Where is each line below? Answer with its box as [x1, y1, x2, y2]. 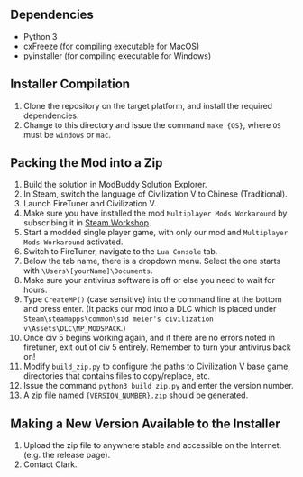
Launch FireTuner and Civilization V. [23, 198, 157, 209]
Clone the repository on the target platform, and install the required [23, 100, 273, 111]
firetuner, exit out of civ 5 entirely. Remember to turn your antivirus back [23, 342, 291, 353]
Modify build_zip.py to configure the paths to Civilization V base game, [23, 361, 291, 372]
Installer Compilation [10, 77, 130, 92]
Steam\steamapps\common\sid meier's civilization [23, 315, 215, 324]
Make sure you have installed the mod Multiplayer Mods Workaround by [23, 207, 288, 219]
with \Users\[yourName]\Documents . [23, 265, 153, 276]
